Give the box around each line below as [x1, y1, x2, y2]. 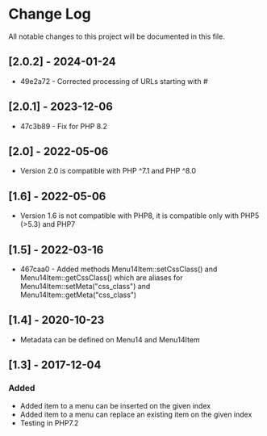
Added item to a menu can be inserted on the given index [19, 400, 211, 410]
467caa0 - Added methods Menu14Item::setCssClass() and [19, 264, 218, 274]
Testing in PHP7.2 [19, 417, 79, 428]
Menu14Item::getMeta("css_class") [19, 290, 137, 300]
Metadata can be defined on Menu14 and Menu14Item [19, 334, 200, 344]
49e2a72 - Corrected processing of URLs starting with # [19, 76, 208, 86]
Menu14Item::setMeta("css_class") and [19, 282, 151, 291]
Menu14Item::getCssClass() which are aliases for [19, 273, 183, 283]
